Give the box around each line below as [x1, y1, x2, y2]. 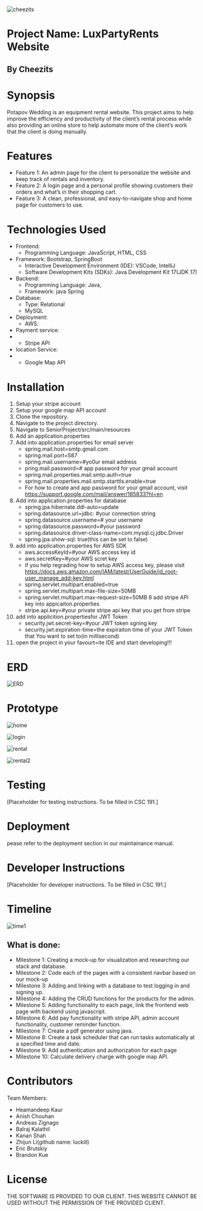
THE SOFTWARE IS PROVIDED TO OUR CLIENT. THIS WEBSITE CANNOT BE [7, 1192, 198, 1199]
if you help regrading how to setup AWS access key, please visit [24, 562, 185, 569]
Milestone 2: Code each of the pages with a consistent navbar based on [15, 969, 196, 976]
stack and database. [15, 963, 67, 970]
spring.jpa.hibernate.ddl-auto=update [24, 503, 119, 511]
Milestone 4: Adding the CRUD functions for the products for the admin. [15, 995, 196, 1002]
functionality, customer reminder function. [15, 1020, 121, 1028]
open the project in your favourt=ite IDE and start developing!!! [15, 639, 172, 646]
